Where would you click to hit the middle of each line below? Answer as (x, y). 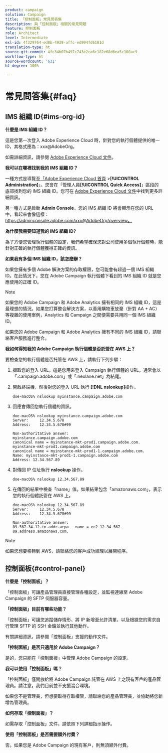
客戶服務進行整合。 (29, 338)
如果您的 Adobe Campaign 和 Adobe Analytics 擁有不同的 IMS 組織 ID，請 (81, 332)
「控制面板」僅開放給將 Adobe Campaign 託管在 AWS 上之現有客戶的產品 (81, 679)
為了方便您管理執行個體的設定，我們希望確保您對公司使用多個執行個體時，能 (84, 242)
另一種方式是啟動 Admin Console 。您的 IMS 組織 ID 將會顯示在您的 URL (79, 208)
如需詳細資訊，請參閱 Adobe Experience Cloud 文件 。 (61, 157)
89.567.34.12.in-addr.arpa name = (50, 527)
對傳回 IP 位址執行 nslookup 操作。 (49, 470)
